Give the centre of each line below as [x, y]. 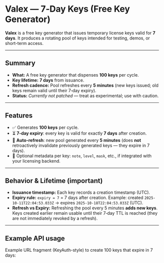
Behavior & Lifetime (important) [54, 181]
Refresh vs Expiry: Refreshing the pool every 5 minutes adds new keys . [85, 208]
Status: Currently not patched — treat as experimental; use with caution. [85, 96]
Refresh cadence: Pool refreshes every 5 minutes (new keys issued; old [85, 85]
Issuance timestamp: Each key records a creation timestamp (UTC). [81, 192]
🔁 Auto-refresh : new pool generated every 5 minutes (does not [77, 140]
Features [19, 116]
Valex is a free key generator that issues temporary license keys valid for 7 [80, 33]
